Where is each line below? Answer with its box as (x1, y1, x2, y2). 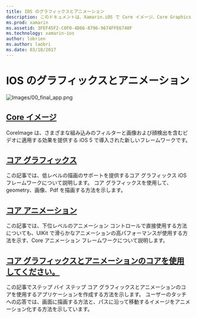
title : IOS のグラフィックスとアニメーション (6, 8, 104, 15)
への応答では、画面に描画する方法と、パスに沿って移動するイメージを (6, 298, 175, 305)
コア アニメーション (6, 205, 77, 215)
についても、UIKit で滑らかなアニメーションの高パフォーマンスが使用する (6, 230, 183, 237)
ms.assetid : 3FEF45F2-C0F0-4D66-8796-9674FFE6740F (6, 25, 133, 31)
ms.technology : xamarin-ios (6, 31, 75, 36)
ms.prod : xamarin (6, 19, 49, 25)
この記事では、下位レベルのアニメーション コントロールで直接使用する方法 (6, 222, 188, 229)
